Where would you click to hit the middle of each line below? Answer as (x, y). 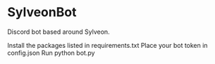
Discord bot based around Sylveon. (59, 32)
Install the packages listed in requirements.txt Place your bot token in (107, 45)
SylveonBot (42, 12)
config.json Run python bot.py (51, 53)
